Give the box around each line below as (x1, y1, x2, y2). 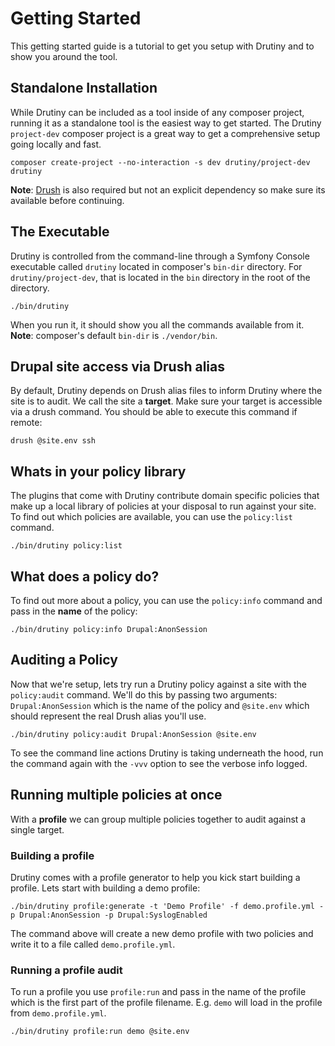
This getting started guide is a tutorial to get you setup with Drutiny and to (10, 40, 315, 52)
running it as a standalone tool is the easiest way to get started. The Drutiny (10, 117, 322, 129)
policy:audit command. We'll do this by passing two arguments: (10, 688, 278, 701)
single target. (10, 823, 65, 836)
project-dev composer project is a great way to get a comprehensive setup (10, 127, 321, 139)
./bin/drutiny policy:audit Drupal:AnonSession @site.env (10, 729, 257, 739)
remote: (10, 417, 43, 429)
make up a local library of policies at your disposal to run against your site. (10, 500, 317, 512)
